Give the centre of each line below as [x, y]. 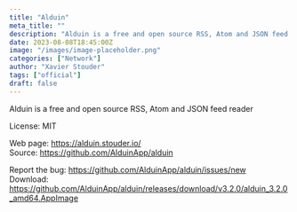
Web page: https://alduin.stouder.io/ [75, 143]
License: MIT [33, 126]
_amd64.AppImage [44, 198]
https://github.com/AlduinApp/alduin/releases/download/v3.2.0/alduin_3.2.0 [148, 188]
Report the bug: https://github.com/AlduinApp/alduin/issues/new [128, 169]
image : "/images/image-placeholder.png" [85, 51]
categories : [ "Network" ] [55, 59]
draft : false [33, 83]
